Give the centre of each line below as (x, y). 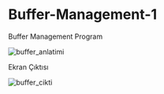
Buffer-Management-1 (83, 15)
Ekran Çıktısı (28, 67)
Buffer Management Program (56, 36)
